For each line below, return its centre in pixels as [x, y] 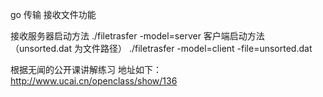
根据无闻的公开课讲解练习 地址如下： [86, 69]
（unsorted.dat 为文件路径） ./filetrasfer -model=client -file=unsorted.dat [161, 48]
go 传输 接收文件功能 [53, 14]
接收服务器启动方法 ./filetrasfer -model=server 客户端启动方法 [137, 36]
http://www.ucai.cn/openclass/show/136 [94, 81]
